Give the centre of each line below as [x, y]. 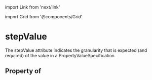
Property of [23, 71]
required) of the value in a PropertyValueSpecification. [60, 55]
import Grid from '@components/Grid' [44, 17]
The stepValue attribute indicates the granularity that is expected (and [76, 50]
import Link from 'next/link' [33, 7]
